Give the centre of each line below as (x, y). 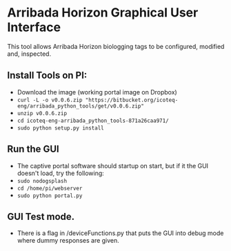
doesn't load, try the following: (61, 173)
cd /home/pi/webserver (50, 188)
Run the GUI (33, 149)
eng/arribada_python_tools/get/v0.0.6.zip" (81, 106)
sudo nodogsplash (42, 181)
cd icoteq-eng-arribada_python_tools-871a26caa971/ (93, 121)
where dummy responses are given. (68, 241)
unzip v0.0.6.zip (42, 113)
